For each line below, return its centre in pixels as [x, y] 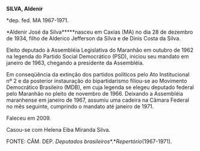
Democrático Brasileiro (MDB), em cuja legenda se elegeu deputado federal [100, 87]
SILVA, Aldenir [25, 9]
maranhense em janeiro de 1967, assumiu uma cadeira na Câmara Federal [98, 100]
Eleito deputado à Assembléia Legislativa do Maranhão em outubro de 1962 [100, 50]
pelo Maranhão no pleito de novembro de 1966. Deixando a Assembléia [95, 94]
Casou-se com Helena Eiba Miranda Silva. [58, 130]
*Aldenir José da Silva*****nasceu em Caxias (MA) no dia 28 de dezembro [100, 32]
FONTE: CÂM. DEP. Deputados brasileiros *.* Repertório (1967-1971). [89, 141]
